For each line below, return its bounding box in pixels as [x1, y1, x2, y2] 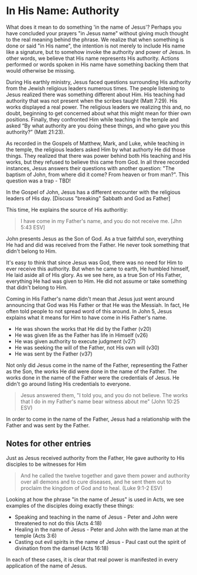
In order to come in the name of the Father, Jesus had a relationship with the [6, 415, 191, 422]
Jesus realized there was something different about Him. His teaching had [6, 91, 185, 98]
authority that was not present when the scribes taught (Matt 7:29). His [6, 97, 178, 104]
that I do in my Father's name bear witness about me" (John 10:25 [20, 398, 180, 405]
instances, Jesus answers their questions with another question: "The [6, 164, 175, 171]
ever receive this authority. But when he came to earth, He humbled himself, [6, 265, 190, 272]
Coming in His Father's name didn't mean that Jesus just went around [6, 295, 175, 302]
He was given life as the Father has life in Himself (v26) [14, 332, 148, 339]
